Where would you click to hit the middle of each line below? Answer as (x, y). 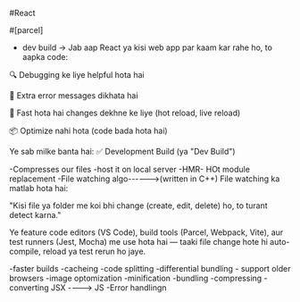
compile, (25, 251)
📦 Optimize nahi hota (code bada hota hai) (88, 130)
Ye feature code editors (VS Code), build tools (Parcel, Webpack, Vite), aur (146, 232)
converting (29, 288)
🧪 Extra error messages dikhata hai (74, 96)
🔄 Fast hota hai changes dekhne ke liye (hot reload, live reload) (125, 113)
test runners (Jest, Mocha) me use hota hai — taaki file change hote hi (138, 242)
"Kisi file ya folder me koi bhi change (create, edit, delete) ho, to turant (138, 206)
